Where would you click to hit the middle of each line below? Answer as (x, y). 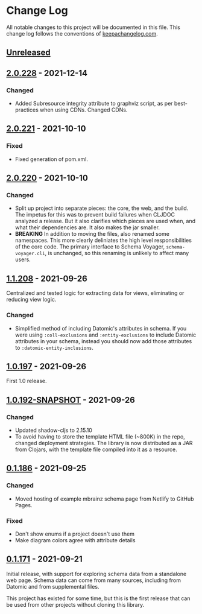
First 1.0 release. (27, 381)
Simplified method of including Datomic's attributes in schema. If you (101, 328)
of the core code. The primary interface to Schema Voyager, (90, 247)
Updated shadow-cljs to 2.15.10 (53, 430)
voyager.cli (30, 254)
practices (27, 110)
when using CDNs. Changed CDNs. (84, 110)
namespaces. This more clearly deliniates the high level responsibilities (103, 240)
